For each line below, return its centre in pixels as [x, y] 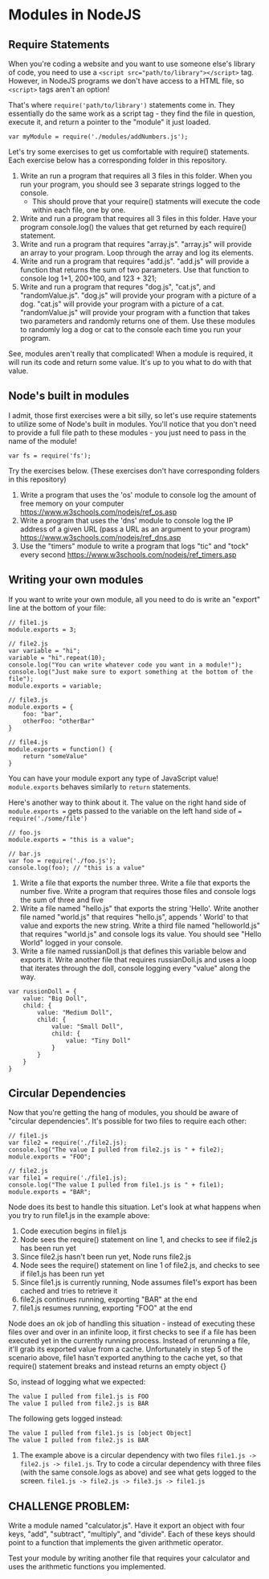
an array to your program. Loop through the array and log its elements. [137, 252]
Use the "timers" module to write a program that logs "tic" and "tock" [134, 546]
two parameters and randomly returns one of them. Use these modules [137, 321]
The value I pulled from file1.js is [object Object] [100, 1433]
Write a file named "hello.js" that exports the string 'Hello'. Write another [139, 908]
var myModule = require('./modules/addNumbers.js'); [98, 137]
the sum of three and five [62, 900]
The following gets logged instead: [65, 1419]
